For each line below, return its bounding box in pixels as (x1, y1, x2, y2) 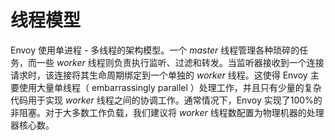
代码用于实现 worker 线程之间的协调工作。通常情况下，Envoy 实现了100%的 (10, 94, 323, 106)
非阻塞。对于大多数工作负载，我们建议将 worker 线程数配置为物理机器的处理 (10, 106, 325, 118)
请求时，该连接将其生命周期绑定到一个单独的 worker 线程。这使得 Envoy (10, 69, 308, 81)
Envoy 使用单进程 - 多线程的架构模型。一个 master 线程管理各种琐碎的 (10, 44, 300, 56)
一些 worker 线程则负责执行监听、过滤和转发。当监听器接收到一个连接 (36, 56, 325, 68)
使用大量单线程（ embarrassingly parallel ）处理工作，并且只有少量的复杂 (18, 81, 322, 93)
